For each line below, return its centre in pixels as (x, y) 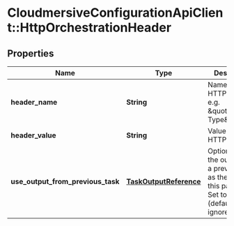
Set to (218, 195)
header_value (33, 135)
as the (218, 177)
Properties (31, 53)
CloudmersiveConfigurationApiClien (115, 13)
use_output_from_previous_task (65, 181)
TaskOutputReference (164, 181)
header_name (34, 102)
